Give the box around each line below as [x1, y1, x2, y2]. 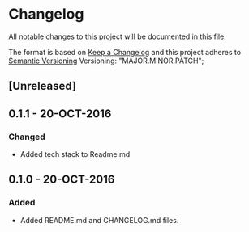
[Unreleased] [8, 79, 77, 93]
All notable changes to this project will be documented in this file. [8, 32, 227, 41]
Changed [8, 131, 46, 142]
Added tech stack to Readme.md [19, 150, 131, 159]
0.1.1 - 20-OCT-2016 [8, 107, 112, 120]
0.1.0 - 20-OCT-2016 [8, 173, 115, 187]
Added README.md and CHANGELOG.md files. [19, 215, 179, 225]
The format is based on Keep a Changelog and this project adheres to [8, 47, 242, 57]
